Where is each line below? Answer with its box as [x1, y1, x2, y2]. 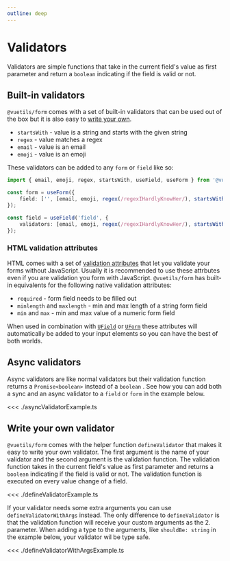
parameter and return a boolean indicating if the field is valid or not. [7, 69, 196, 78]
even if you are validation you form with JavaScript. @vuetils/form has [7, 273, 205, 282]
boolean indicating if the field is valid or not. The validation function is [7, 470, 202, 478]
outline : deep [7, 10, 48, 17]
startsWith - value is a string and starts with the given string [16, 128, 188, 137]
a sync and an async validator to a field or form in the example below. [7, 389, 205, 398]
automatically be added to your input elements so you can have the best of [7, 329, 218, 337]
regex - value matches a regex [16, 135, 103, 144]
